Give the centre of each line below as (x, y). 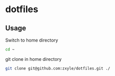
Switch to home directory (32, 40)
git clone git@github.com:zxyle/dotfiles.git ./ (58, 68)
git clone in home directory (34, 59)
